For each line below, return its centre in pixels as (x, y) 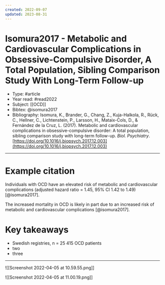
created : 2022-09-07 (26, 10)
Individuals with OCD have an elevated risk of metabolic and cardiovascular (82, 185)
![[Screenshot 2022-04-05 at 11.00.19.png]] (49, 277)
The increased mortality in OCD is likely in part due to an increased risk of (80, 204)
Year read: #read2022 (35, 99)
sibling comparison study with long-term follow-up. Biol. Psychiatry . (81, 136)
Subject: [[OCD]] (29, 104)
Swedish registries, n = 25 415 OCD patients (57, 243)
